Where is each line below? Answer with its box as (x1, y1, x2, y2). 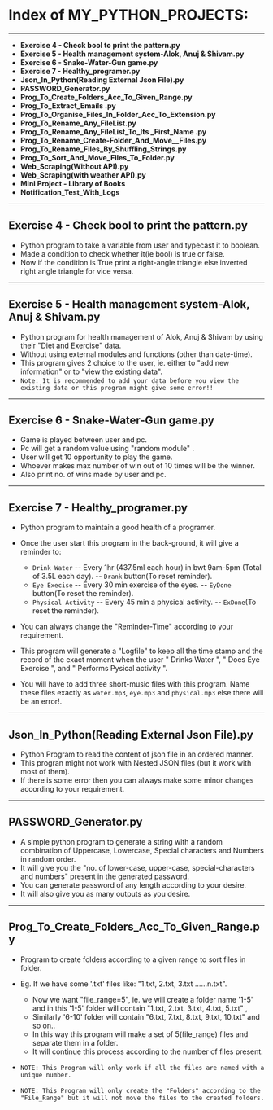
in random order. (19, 853, 76, 864)
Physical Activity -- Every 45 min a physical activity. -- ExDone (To (32, 597, 257, 608)
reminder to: (19, 547, 62, 557)
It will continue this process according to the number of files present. (32, 1046, 264, 1056)
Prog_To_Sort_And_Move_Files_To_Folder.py (19, 152, 175, 162)
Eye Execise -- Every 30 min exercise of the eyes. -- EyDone (32, 580, 232, 590)
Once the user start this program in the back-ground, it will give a (19, 538, 240, 548)
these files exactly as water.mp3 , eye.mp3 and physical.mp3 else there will (19, 688, 264, 698)
